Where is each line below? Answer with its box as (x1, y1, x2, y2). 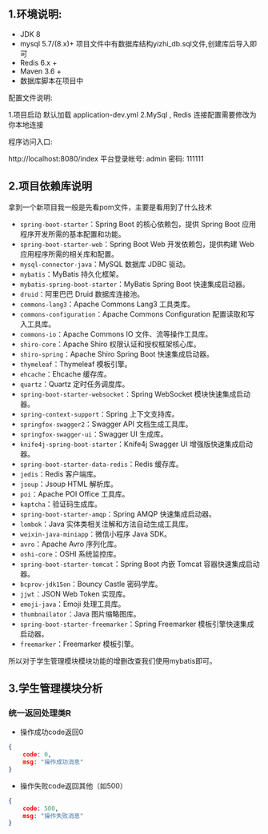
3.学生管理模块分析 (8, 682, 103, 696)
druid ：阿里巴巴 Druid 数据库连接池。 (19, 289, 145, 298)
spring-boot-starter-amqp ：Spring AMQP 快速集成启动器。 (19, 509, 216, 518)
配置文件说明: (8, 93, 54, 102)
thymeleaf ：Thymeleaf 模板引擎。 (19, 359, 132, 369)
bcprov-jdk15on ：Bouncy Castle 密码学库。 (19, 579, 162, 589)
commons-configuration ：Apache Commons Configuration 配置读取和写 (19, 309, 254, 318)
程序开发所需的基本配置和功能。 (19, 229, 126, 238)
